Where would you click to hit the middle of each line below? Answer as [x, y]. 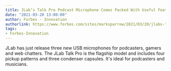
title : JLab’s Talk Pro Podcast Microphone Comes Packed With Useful [81, 10]
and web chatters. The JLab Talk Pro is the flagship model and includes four [85, 53]
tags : [11, 29]
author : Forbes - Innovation [36, 19]
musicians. [17, 64]
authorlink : [18, 24]
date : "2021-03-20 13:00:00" [36, 15]
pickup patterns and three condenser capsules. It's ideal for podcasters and [85, 59]
